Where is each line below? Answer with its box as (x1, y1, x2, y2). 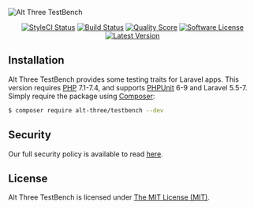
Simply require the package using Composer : (8, 91, 155, 101)
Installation (8, 53, 65, 67)
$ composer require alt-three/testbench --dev (8, 106, 164, 114)
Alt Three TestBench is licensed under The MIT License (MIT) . (8, 192, 211, 202)
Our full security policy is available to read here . (8, 149, 163, 159)
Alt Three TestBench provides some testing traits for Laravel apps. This (8, 75, 239, 84)
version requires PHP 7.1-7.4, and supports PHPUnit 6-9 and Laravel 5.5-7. (8, 82, 248, 92)
